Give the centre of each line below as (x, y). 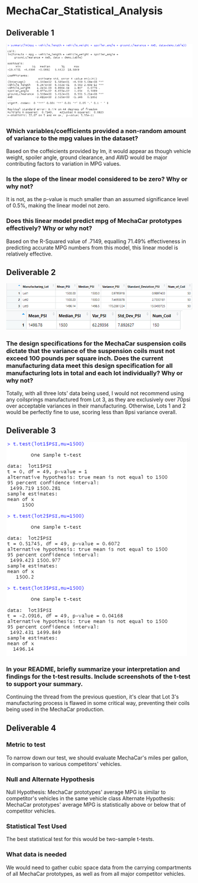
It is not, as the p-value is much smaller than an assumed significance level (98, 199)
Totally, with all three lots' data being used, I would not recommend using (95, 393)
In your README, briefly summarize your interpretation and (93, 669)
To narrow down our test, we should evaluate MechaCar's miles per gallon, (97, 758)
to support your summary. (45, 684)
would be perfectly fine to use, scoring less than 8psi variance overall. (92, 412)
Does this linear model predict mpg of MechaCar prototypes (94, 221)
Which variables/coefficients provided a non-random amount (96, 131)
